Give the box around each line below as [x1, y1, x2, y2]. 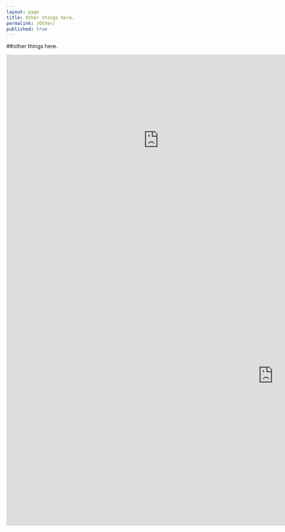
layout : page [6, 9, 40, 15]
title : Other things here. [6, 15, 75, 21]
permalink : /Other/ [6, 20, 56, 26]
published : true [6, 26, 47, 32]
